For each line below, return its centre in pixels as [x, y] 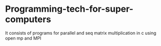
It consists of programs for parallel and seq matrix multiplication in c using [81, 33]
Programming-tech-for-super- [69, 9]
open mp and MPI [23, 38]
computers [28, 19]
